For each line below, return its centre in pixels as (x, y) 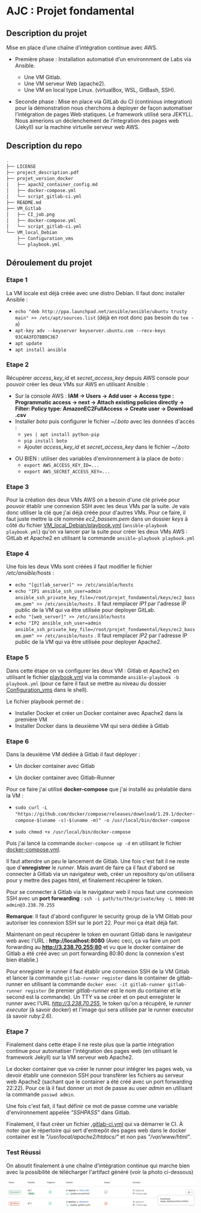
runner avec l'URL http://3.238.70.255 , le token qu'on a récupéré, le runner (99, 1003)
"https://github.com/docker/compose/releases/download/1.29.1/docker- (105, 814)
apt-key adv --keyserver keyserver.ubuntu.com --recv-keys (90, 331)
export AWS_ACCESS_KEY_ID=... (62, 465)
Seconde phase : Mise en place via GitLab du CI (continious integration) (103, 101)
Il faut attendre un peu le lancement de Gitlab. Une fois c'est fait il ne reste (98, 861)
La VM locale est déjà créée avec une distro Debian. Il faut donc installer (95, 293)
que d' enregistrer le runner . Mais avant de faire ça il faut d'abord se (91, 867)
